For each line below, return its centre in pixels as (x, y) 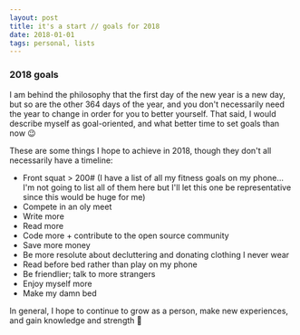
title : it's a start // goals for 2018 (85, 26)
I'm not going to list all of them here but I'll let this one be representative (157, 187)
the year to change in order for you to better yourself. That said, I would (143, 113)
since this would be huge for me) (84, 196)
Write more (44, 216)
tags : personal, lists (52, 43)
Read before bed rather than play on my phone (110, 264)
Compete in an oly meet (67, 206)
